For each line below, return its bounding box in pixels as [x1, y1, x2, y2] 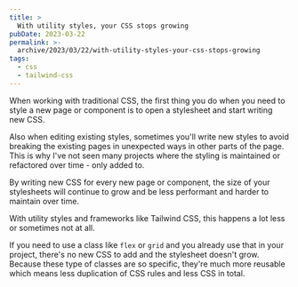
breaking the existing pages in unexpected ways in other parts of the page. [9, 140, 285, 151]
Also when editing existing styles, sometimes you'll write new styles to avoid [9, 131, 289, 142]
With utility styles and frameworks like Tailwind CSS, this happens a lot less [9, 212, 286, 223]
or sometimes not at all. [9, 222, 95, 233]
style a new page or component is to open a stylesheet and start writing [9, 104, 273, 116]
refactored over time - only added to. [9, 159, 145, 170]
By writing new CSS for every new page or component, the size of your [9, 177, 270, 187]
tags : [9, 54, 29, 63]
